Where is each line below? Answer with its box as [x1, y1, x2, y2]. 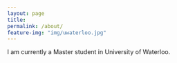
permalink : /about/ [7, 23, 64, 29]
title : [7, 16, 26, 23]
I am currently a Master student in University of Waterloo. [7, 48, 171, 56]
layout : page [7, 10, 45, 17]
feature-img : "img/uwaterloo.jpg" [7, 29, 107, 36]
